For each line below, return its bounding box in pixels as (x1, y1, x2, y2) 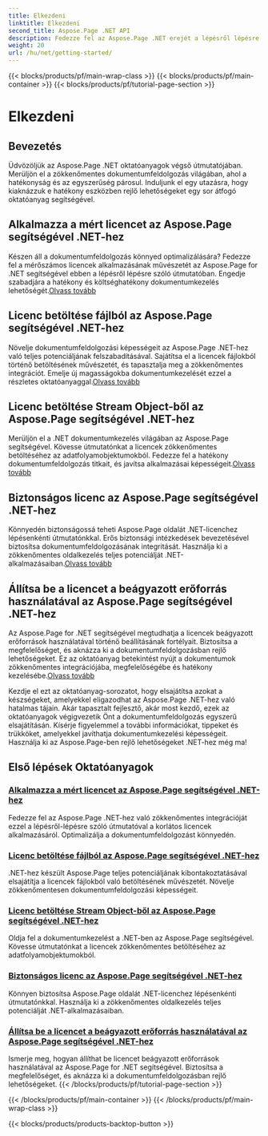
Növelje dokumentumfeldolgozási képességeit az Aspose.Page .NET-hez (8, 342, 249, 352)
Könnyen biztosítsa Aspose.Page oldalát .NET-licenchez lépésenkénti (8, 989, 238, 998)
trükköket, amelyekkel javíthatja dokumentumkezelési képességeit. (8, 729, 228, 739)
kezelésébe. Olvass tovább (8, 671, 95, 681)
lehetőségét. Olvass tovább (8, 285, 97, 295)
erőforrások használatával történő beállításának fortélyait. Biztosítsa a (8, 637, 238, 647)
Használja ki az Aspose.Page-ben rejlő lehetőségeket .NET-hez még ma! (8, 738, 248, 747)
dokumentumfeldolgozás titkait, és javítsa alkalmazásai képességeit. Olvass (8, 459, 256, 469)
